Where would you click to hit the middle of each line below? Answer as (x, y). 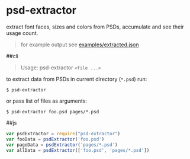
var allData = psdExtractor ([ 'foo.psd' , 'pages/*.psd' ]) (78, 150)
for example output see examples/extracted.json (80, 44)
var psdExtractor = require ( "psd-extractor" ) (63, 133)
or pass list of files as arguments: (47, 101)
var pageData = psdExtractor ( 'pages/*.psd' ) (62, 145)
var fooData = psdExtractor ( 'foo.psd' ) (55, 139)
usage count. (22, 33)
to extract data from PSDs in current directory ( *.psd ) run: (77, 79)
